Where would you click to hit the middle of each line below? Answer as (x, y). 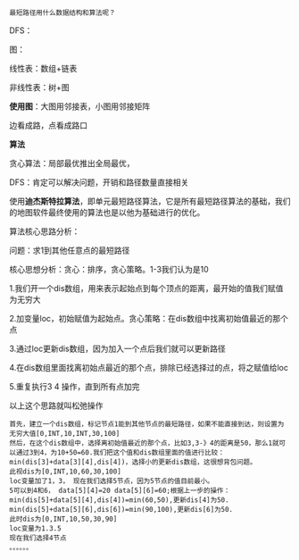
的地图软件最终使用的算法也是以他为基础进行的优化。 (107, 212)
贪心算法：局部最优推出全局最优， (72, 163)
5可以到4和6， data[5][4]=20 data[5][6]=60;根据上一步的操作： (120, 490)
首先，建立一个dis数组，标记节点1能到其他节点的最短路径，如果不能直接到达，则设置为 (147, 424)
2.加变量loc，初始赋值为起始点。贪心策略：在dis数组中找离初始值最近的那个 (149, 318)
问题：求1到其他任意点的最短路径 (70, 250)
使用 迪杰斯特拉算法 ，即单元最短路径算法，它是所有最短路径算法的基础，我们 (150, 201)
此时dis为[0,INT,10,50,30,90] (63, 519)
